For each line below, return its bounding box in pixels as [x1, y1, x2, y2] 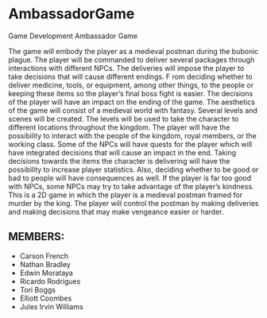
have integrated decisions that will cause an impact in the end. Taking [8, 148, 237, 157]
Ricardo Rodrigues [19, 276, 81, 286]
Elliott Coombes [19, 293, 72, 303]
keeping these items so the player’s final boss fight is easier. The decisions [8, 88, 253, 98]
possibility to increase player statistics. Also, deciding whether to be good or [8, 165, 259, 174]
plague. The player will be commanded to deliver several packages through [8, 55, 255, 64]
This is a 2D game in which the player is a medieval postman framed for [8, 190, 243, 200]
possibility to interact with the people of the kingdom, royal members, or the [8, 130, 257, 140]
